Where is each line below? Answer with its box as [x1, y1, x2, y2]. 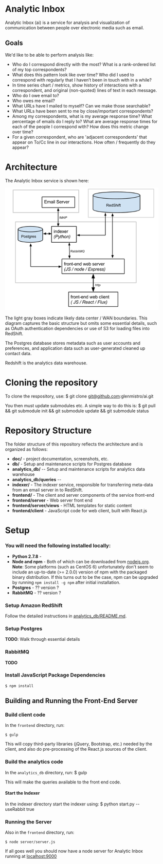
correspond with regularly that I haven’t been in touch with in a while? [12, 77, 152, 83]
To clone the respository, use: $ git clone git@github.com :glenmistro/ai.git [5, 393, 154, 399]
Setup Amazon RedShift [5, 602, 63, 609]
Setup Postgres [5, 625, 42, 632]
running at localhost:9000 [5, 853, 57, 859]
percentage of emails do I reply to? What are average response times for [12, 118, 158, 124]
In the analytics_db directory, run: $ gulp [5, 769, 88, 775]
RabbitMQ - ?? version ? [12, 590, 61, 595]
